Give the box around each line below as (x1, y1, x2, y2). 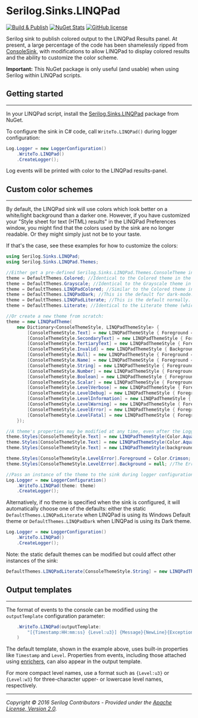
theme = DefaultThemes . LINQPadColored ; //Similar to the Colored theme (6, 286, 186, 292)
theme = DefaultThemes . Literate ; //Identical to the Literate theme (6, 303, 178, 308)
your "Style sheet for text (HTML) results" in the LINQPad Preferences (6, 218, 176, 225)
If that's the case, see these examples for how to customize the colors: (6, 242, 178, 249)
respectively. (6, 682, 37, 689)
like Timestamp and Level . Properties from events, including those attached (6, 652, 187, 659)
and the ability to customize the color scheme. (6, 54, 119, 61)
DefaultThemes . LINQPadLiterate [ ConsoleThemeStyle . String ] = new (6, 568, 167, 574)
